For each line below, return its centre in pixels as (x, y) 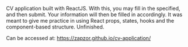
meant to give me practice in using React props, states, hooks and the (90, 21)
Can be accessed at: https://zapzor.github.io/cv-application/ (79, 38)
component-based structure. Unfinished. (55, 27)
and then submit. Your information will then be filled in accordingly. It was (94, 15)
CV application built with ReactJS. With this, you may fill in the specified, (93, 8)
